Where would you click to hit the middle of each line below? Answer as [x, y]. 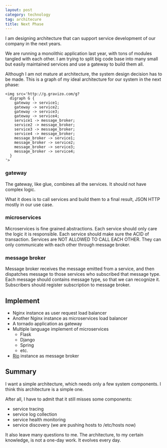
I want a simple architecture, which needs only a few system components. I [83, 384]
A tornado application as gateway [47, 323]
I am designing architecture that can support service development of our [80, 38]
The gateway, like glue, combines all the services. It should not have [76, 184]
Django [27, 339]
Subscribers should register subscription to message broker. [68, 285]
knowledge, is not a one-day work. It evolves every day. [63, 440]
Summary [21, 372]
